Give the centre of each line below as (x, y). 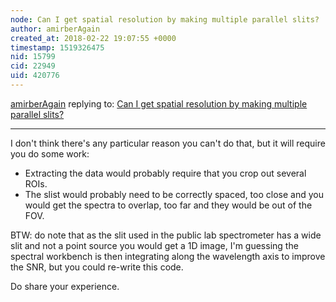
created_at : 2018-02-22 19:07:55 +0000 (93, 38)
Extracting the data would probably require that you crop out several (165, 173)
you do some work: (50, 153)
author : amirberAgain (55, 29)
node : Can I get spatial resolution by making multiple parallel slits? (165, 19)
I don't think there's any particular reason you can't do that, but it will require (168, 143)
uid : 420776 (35, 76)
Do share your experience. (65, 286)
